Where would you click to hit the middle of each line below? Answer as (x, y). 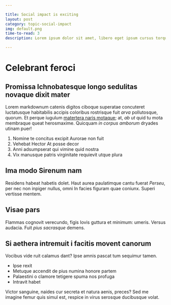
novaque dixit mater (38, 95)
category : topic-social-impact (38, 24)
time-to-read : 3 (22, 34)
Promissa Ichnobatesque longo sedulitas (72, 86)
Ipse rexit (22, 266)
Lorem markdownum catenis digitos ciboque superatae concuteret (75, 107)
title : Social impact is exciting (42, 14)
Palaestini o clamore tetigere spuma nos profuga (64, 276)
